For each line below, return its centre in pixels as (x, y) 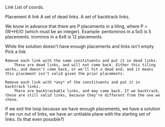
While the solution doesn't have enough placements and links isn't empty (80, 46)
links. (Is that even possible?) (35, 119)
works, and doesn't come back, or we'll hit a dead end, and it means (79, 69)
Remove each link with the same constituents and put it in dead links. (82, 61)
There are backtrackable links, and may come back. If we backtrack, (87, 91)
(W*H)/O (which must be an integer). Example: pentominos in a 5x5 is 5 (78, 31)
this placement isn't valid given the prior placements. (65, 74)
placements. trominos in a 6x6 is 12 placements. (54, 37)
